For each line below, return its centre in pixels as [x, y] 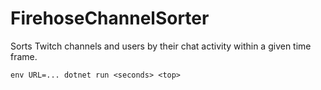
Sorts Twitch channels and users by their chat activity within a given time [161, 46]
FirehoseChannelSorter [110, 18]
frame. [24, 56]
